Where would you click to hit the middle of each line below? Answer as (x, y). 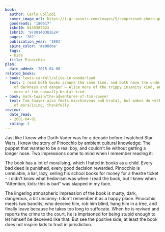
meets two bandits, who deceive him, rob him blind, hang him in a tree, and (81, 204)
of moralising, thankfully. (42, 105)
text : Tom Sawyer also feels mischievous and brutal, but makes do (80, 101)
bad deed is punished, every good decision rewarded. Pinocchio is (72, 168)
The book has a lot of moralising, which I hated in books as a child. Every (79, 163)
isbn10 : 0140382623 (29, 28)
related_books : (21, 74)
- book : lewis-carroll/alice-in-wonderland (50, 78)
